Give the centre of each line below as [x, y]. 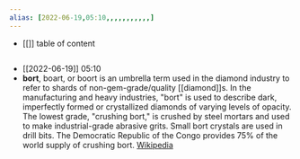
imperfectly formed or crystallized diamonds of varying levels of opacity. [157, 106]
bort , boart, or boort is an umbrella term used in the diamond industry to [156, 78]
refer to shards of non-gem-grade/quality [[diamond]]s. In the [137, 87]
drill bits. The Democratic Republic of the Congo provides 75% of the [150, 135]
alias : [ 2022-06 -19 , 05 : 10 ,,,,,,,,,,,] [82, 18]
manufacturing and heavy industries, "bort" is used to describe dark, [150, 97]
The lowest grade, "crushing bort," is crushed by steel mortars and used [156, 116]
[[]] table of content [59, 43]
